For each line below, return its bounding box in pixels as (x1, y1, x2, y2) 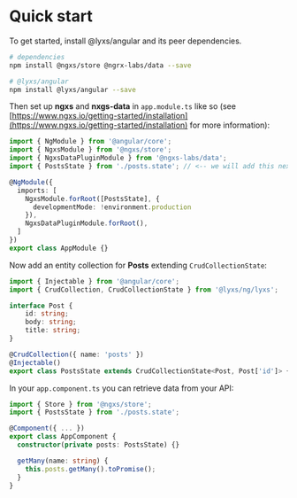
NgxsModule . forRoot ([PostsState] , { (25, 194, 161, 203)
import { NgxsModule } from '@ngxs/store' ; (9, 145, 172, 154)
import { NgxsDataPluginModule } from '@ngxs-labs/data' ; (9, 153, 227, 163)
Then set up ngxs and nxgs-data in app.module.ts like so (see (9, 101, 237, 112)
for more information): (189, 120, 270, 130)
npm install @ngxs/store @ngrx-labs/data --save (9, 60, 192, 70)
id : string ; (25, 309, 69, 318)
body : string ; (25, 317, 77, 327)
